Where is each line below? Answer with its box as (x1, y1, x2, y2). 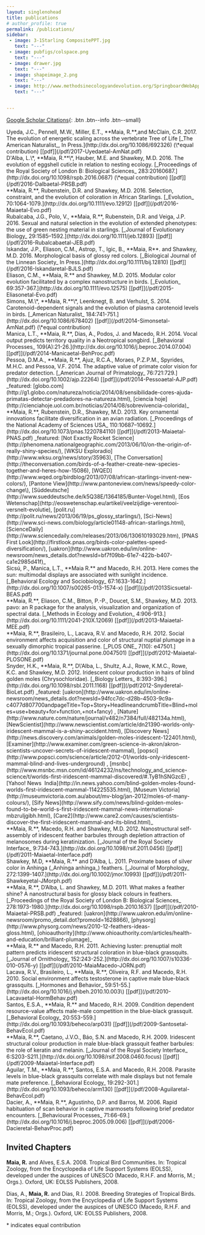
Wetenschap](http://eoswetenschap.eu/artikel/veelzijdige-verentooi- (6, 499, 179, 506)
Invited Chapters (6, 1142, 71, 1153)
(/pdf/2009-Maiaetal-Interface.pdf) (6, 1059, 95, 1066)
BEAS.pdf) (6, 590, 32, 598)
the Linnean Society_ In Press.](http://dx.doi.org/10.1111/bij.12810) (6, 258, 169, 265)
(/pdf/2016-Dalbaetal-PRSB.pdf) (6, 180, 87, 188)
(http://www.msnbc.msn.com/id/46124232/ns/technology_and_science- (6, 766, 188, 773)
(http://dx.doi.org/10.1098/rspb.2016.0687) (6, 173, 113, 181)
